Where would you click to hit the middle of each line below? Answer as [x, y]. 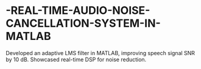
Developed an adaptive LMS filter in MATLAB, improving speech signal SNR [100, 53]
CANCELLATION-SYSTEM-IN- [83, 23]
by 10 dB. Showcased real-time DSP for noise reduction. [76, 59]
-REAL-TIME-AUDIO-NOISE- [78, 11]
